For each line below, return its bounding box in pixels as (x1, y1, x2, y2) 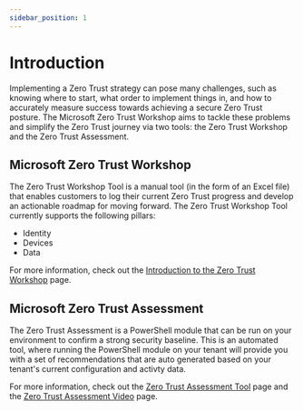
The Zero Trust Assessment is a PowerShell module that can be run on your (9, 325, 292, 336)
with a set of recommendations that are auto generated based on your (9, 354, 272, 365)
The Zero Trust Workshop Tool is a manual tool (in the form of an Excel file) (9, 181, 290, 192)
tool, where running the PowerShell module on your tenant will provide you (9, 345, 288, 356)
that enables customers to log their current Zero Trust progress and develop (9, 191, 294, 202)
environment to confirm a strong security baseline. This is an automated (9, 335, 279, 346)
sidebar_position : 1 (9, 13, 88, 23)
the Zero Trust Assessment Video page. (9, 391, 159, 402)
